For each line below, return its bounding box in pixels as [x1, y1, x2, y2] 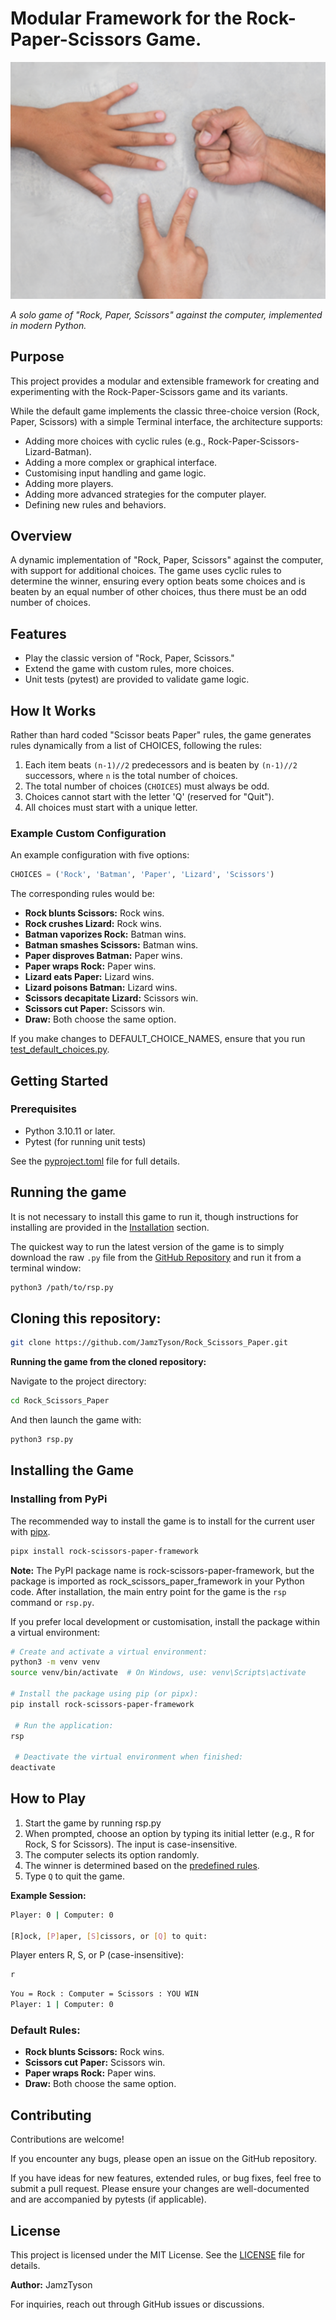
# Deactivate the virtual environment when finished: [14, 1752, 244, 1762]
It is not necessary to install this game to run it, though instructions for [10, 1210, 299, 1222]
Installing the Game [10, 1462, 135, 1479]
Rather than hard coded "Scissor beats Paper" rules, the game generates [10, 729, 312, 741]
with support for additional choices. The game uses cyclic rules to [10, 565, 282, 577]
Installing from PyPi [10, 1492, 108, 1506]
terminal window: [10, 1262, 82, 1274]
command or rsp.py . [10, 1596, 95, 1608]
